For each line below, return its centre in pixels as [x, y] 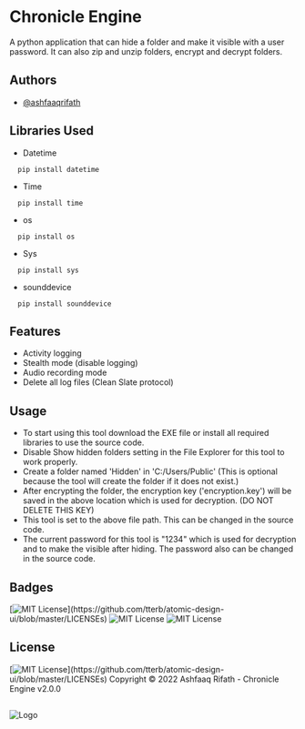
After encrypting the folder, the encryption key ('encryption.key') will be [157, 491]
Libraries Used [51, 131]
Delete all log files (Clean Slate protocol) [98, 382]
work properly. [50, 462]
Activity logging [52, 353]
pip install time [51, 203]
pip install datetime [59, 169]
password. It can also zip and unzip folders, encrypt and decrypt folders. [146, 51]
